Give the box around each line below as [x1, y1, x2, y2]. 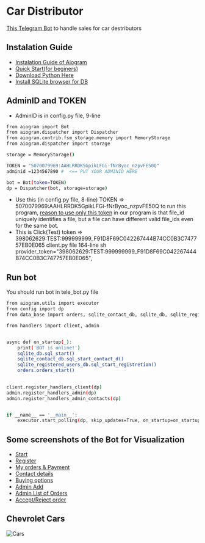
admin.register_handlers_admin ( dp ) [6, 390, 97, 396]
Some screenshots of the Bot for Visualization [6, 434, 185, 445]
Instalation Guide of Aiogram [15, 58, 87, 65]
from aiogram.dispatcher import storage [6, 140, 111, 147]
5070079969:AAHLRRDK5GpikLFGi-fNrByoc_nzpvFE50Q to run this [15, 203, 186, 210]
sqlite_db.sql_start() [17, 350, 75, 357]
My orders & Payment [15, 464, 70, 471]
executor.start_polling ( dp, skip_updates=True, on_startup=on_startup [17, 417, 201, 424]
